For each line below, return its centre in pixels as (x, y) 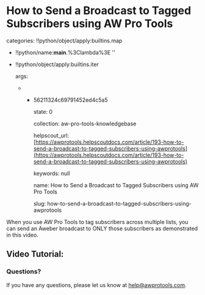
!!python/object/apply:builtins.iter (57, 64)
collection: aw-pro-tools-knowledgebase (85, 124)
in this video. (22, 235)
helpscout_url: (51, 135)
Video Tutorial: (35, 254)
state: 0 (43, 111)
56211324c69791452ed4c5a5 (70, 100)
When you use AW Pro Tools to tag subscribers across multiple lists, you (97, 222)
